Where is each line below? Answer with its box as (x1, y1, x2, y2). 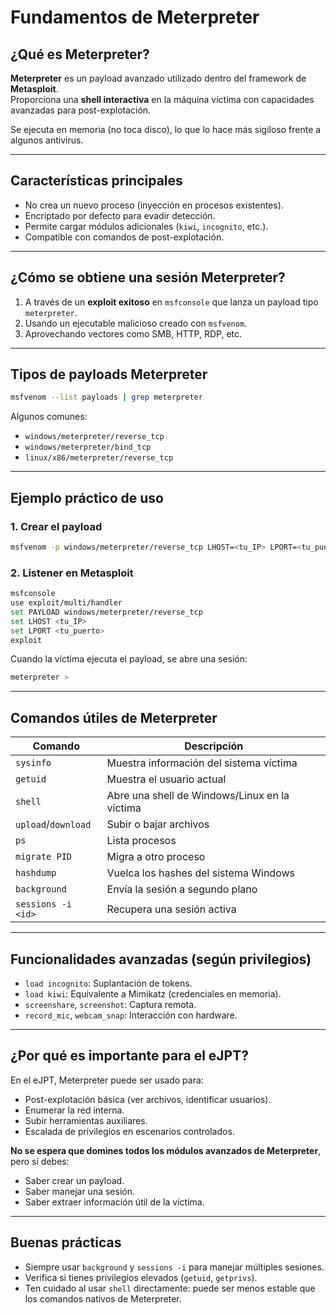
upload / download (15, 817, 92, 831)
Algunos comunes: (10, 411, 88, 423)
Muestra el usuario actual (106, 772, 227, 786)
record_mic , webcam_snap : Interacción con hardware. (24, 1009, 238, 1021)
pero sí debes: (10, 1155, 70, 1167)
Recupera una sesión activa (106, 902, 237, 916)
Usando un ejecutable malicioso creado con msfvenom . (24, 317, 248, 329)
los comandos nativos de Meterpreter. (24, 1292, 182, 1305)
